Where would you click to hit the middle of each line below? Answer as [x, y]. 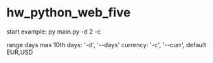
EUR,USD [20, 52]
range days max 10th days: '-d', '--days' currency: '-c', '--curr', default [106, 45]
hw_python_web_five [69, 13]
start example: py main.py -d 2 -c [54, 32]
